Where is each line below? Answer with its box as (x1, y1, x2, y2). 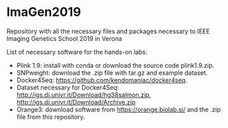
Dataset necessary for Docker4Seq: (16, 83, 119, 91)
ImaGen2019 (6, 4, 81, 20)
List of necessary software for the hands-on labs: (6, 48, 148, 56)
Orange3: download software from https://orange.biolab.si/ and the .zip (16, 105, 221, 113)
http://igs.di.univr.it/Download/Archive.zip (16, 98, 136, 106)
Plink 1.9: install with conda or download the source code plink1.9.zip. (16, 61, 215, 69)
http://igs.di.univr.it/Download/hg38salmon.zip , (16, 91, 152, 99)
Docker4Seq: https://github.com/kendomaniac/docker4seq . (16, 75, 188, 84)
